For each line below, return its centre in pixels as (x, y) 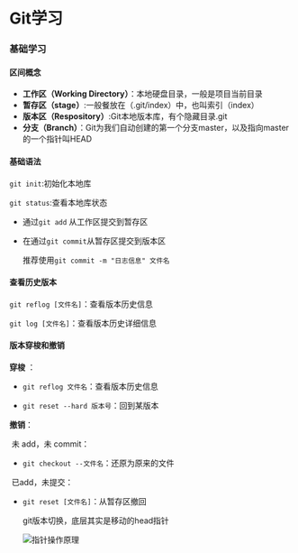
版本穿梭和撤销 (37, 346)
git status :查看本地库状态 (59, 202)
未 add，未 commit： (50, 444)
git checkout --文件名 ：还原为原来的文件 (98, 463)
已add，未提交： (42, 482)
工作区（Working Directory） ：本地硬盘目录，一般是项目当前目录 (142, 94)
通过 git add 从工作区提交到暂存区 (85, 221)
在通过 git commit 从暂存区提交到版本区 (94, 241)
